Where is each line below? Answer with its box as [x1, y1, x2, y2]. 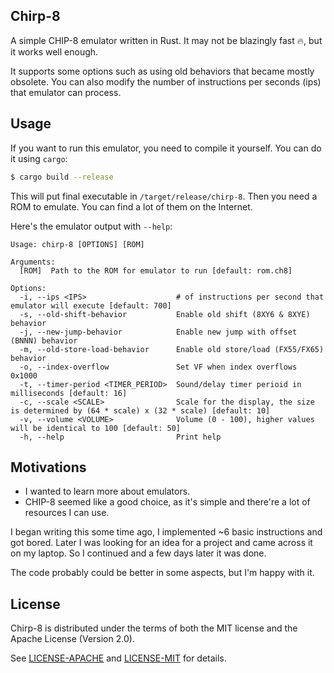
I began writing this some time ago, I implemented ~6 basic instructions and [10, 526, 323, 538]
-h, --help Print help [19, 432, 222, 442]
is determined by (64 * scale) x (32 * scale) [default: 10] [10, 405, 271, 416]
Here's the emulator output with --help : [10, 220, 173, 232]
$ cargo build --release [10, 172, 114, 182]
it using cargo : [10, 152, 68, 164]
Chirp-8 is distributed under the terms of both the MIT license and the [10, 622, 298, 634]
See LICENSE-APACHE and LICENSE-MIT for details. [10, 652, 227, 664]
